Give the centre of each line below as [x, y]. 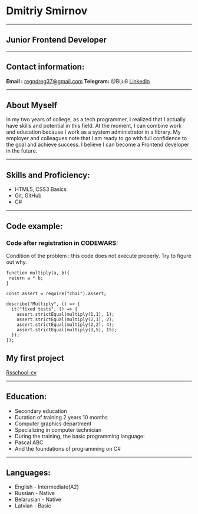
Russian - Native [34, 493]
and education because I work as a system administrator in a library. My [93, 132]
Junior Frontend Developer [57, 40]
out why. [17, 262]
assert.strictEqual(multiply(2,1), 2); [66, 319]
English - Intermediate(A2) [47, 487]
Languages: [29, 472]
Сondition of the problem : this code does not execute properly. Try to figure [99, 256]
